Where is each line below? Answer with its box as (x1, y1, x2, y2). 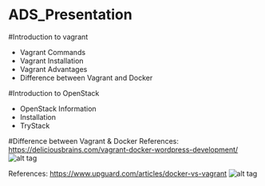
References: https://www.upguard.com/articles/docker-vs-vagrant (8, 168, 227, 178)
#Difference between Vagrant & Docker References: (8, 136, 180, 145)
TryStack (19, 121, 50, 130)
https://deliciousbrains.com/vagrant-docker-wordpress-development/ (8, 144, 239, 154)
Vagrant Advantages (19, 64, 88, 73)
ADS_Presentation (8, 6, 133, 24)
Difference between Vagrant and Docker (19, 73, 153, 82)
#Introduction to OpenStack (8, 88, 100, 97)
